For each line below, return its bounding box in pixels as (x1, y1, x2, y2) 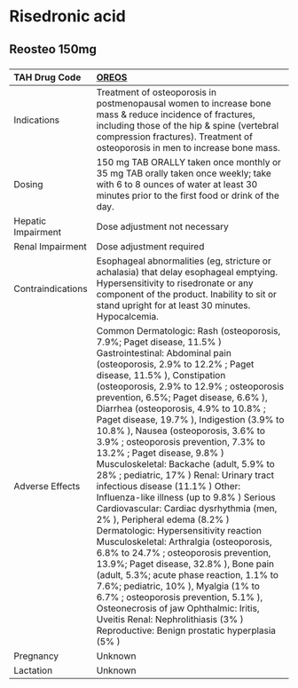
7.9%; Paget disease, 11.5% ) (96, 336, 223, 348)
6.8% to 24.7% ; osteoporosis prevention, (96, 546, 271, 558)
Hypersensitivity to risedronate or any (96, 277, 254, 289)
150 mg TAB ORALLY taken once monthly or (96, 155, 282, 168)
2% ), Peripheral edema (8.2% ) (96, 513, 231, 526)
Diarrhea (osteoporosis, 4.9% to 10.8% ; (96, 402, 266, 415)
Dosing (13, 178, 43, 190)
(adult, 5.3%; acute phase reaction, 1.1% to (96, 568, 279, 581)
